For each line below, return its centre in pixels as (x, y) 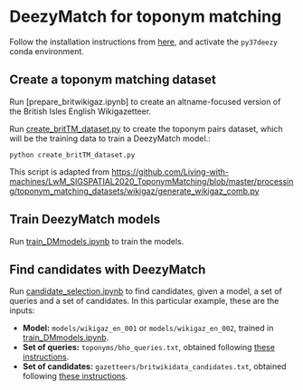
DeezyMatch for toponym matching (146, 17)
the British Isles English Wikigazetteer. (80, 111)
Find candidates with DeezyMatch (108, 269)
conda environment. (47, 51)
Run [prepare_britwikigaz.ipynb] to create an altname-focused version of (145, 101)
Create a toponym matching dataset (113, 80)
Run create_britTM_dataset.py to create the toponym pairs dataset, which (146, 128)
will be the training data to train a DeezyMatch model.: (110, 138)
